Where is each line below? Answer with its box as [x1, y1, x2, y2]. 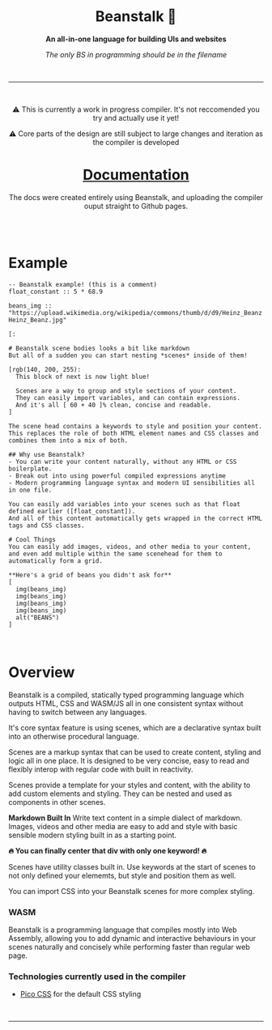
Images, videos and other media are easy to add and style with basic [8, 821, 238, 831]
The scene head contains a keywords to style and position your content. [8, 422, 263, 430]
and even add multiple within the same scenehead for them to [8, 550, 223, 558]
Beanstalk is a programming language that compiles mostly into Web [8, 925, 237, 934]
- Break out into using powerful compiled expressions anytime [8, 471, 227, 480]
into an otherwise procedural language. [8, 731, 140, 741]
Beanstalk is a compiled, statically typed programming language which [8, 690, 244, 700]
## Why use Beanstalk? [8, 450, 85, 458]
